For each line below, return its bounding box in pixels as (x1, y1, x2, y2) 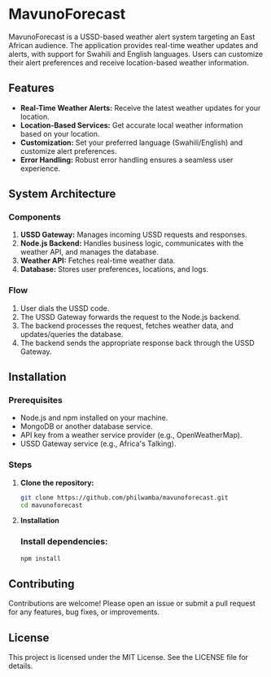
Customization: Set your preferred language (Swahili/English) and (20, 138, 243, 147)
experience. (20, 164, 61, 173)
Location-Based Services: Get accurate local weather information (20, 120, 243, 130)
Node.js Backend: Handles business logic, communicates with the (20, 238, 244, 248)
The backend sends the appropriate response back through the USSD (20, 338, 255, 347)
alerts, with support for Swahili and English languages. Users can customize (8, 49, 263, 59)
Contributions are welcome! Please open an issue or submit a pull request (8, 599, 256, 609)
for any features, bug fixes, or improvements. (8, 607, 160, 617)
